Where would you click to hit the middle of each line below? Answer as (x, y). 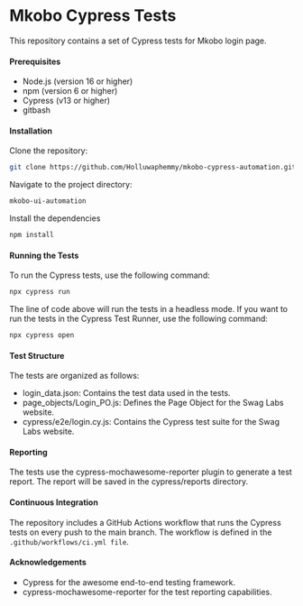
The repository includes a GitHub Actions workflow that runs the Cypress (145, 522)
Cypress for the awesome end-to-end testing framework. (129, 582)
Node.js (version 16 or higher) (78, 81)
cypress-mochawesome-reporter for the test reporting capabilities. (147, 592)
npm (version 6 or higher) (70, 91)
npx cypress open (42, 335)
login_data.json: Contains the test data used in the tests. (127, 393)
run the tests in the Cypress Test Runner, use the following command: (139, 319)
